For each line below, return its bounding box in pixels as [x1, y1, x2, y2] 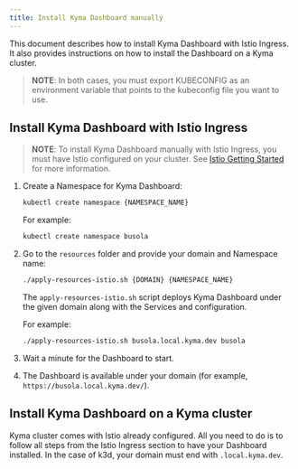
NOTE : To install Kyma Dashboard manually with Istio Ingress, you [31, 144, 277, 155]
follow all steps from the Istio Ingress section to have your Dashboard [9, 439, 267, 450]
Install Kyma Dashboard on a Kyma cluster [9, 406, 253, 421]
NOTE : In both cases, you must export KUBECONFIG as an [31, 74, 250, 86]
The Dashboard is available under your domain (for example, [22, 370, 248, 380]
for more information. [31, 164, 111, 174]
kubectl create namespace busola [22, 232, 149, 241]
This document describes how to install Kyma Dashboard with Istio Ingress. [9, 38, 289, 49]
